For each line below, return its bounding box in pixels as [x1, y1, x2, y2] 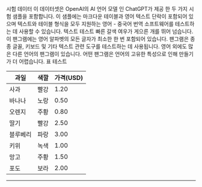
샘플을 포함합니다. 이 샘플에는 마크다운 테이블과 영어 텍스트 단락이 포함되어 [12, 13, 188, 20]
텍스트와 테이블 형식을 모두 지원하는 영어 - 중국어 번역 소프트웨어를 [17, 20, 174, 27]
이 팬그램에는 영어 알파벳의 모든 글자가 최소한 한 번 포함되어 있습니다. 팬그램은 [6, 35, 189, 42]
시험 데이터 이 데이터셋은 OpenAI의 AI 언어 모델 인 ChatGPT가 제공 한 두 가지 [6, 5, 188, 12]
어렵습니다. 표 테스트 [19, 58, 67, 65]
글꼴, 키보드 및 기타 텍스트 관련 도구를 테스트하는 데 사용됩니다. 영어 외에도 [12, 43, 188, 50]
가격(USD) [54, 74, 84, 82]
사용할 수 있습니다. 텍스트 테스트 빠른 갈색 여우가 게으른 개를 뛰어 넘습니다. [19, 28, 194, 35]
